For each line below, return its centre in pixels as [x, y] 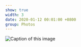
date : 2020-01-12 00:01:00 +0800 [41, 19]
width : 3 [15, 15]
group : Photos [20, 24]
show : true [17, 10]
